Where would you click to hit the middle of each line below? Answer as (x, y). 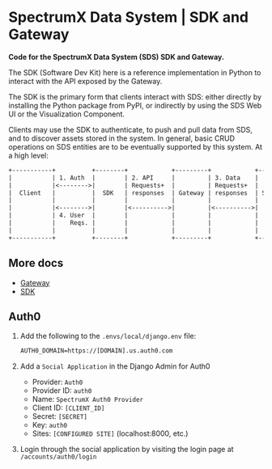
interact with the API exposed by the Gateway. (85, 81)
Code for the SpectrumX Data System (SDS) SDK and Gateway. (117, 57)
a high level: (28, 155)
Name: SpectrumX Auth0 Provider (88, 399)
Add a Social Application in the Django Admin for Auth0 (115, 366)
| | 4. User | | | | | (134, 215)
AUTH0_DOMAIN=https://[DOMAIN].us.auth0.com (96, 351)
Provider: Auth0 (57, 382)
